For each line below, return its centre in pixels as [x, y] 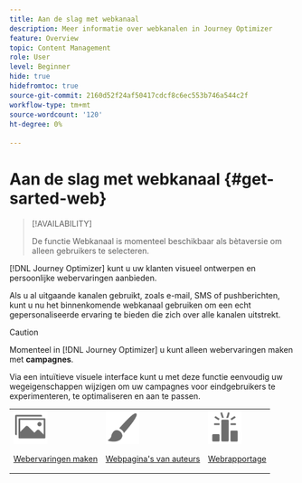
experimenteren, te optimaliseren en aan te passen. [105, 396]
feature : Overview [44, 38]
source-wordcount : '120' [56, 114]
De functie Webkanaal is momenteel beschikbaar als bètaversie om [156, 241]
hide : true [30, 77]
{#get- [249, 180]
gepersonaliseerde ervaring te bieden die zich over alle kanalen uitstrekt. [145, 315]
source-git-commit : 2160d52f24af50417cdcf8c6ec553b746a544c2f [129, 95]
